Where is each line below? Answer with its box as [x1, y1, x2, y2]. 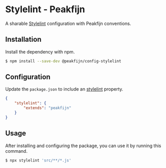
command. [5, 148, 28, 154]
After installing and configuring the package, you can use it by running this [5, 143, 161, 149]
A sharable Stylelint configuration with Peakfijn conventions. [5, 20, 131, 26]
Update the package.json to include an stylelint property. [5, 86, 123, 92]
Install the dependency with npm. [5, 48, 75, 54]
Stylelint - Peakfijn [5, 4, 85, 15]
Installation [5, 35, 42, 44]
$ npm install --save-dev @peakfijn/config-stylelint [5, 59, 122, 64]
